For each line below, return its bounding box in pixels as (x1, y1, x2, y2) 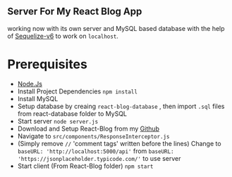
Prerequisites (7, 56, 88, 72)
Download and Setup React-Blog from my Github (17, 124, 160, 133)
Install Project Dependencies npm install (17, 87, 138, 96)
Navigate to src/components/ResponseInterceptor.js (17, 131, 170, 140)
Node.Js (17, 79, 42, 88)
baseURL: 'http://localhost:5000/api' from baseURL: (17, 147, 174, 155)
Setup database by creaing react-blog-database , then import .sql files (17, 102, 225, 110)
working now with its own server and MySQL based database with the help (7, 24, 225, 32)
